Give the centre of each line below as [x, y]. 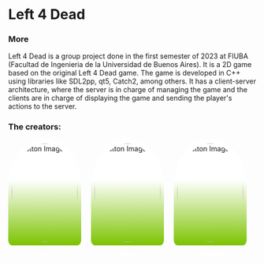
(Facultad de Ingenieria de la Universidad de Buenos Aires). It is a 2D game [130, 65]
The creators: [35, 127]
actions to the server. [43, 106]
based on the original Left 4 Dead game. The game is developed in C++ [125, 73]
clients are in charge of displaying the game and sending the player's [120, 98]
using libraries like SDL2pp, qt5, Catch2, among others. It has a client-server [132, 81]
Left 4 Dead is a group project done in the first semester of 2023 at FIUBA [128, 56]
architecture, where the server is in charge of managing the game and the [128, 90]
